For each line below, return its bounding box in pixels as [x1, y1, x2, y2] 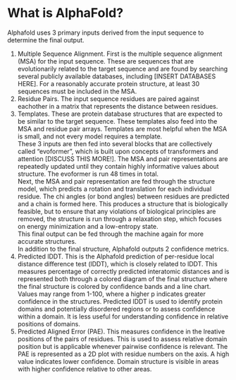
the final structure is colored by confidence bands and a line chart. [17, 282, 211, 290]
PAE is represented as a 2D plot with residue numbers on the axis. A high [17, 350, 230, 358]
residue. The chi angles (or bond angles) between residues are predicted [17, 192, 230, 201]
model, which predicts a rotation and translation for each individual [17, 184, 212, 193]
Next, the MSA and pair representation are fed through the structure [17, 177, 215, 185]
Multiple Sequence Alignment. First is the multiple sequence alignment [17, 49, 223, 58]
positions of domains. [17, 319, 81, 328]
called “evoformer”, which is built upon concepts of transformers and [17, 147, 218, 155]
